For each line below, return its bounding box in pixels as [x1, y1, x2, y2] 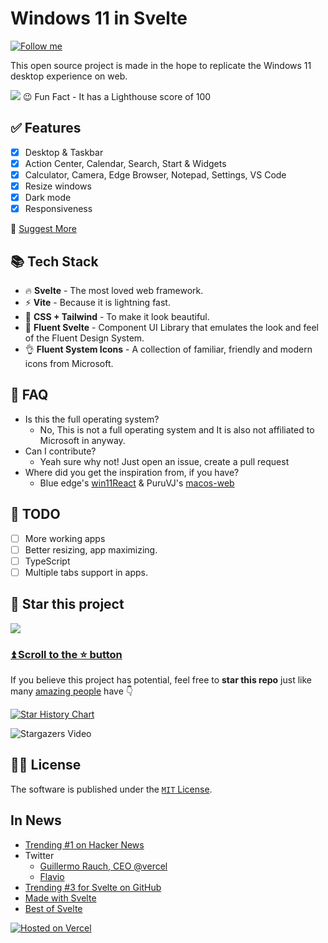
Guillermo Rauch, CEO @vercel [39, 860, 168, 872]
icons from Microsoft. [24, 357, 114, 369]
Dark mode [24, 192, 72, 203]
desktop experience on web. [10, 70, 128, 82]
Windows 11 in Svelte [10, 7, 188, 30]
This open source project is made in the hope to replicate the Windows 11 [10, 59, 312, 71]
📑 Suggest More [10, 223, 77, 235]
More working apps [24, 532, 106, 544]
